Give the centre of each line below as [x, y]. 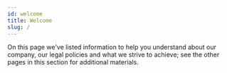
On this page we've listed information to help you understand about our [112, 47]
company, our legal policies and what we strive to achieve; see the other [114, 55]
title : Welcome [30, 21]
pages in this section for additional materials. [73, 62]
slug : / [19, 27]
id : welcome [25, 14]
